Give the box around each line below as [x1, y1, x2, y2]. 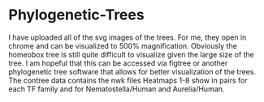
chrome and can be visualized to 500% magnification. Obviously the [8, 40, 237, 50]
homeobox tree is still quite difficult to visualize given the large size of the [8, 49, 254, 59]
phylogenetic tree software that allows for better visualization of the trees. [8, 66, 256, 76]
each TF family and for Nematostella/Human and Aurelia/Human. [8, 83, 225, 94]
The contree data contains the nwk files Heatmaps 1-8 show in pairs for [8, 75, 248, 85]
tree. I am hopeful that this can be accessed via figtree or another [8, 58, 228, 68]
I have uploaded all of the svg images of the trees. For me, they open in [8, 32, 247, 42]
